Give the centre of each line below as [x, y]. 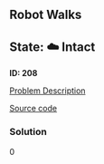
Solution [28, 132]
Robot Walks [46, 15]
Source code [33, 109]
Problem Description [47, 91]
